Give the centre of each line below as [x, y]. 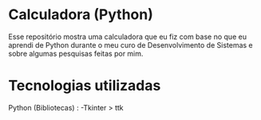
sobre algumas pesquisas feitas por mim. [76, 53]
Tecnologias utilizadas [85, 86]
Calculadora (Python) [81, 15]
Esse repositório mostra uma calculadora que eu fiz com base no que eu [128, 37]
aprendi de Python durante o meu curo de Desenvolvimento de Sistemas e [130, 45]
